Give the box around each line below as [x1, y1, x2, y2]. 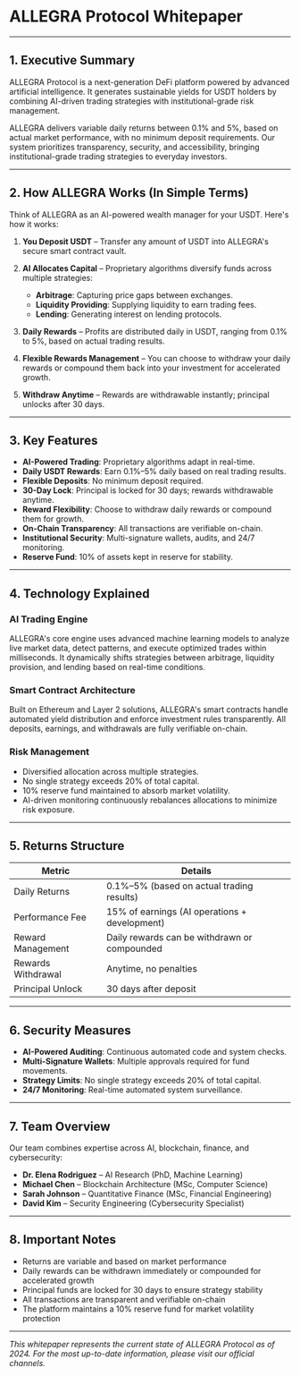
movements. [21, 1066, 69, 1076]
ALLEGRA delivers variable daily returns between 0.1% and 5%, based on [9, 123, 279, 133]
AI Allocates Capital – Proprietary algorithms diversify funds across [21, 262, 272, 274]
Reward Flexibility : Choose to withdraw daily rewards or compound [21, 504, 272, 515]
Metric [41, 865, 71, 878]
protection [21, 1312, 61, 1323]
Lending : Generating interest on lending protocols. [35, 309, 222, 319]
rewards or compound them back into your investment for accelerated [21, 362, 281, 373]
